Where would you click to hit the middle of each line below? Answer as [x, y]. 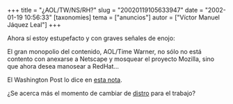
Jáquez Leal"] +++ [34, 25]
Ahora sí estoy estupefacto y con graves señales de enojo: [91, 38]
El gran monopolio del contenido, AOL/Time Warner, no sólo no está [104, 52]
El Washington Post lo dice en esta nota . [65, 80]
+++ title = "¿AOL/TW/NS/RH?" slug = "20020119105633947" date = [105, 10]
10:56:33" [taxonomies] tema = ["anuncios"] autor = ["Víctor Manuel [122, 17]
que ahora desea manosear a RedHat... [63, 66]
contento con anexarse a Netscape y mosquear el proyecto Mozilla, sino [111, 59]
